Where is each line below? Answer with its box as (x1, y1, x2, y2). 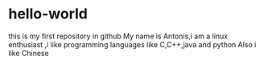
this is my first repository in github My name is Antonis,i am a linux (8, 31, 228, 41)
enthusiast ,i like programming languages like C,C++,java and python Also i (8, 39, 257, 49)
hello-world (8, 5, 89, 23)
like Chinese (8, 48, 50, 58)
